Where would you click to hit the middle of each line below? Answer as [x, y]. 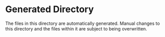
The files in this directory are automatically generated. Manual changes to [83, 23]
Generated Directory [50, 9]
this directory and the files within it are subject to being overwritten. [76, 28]
